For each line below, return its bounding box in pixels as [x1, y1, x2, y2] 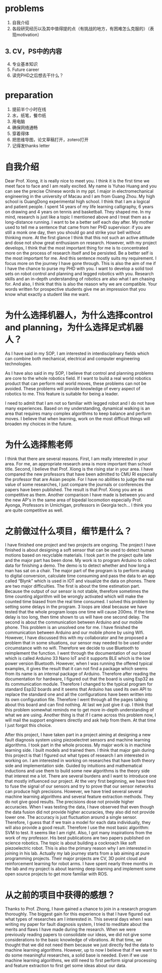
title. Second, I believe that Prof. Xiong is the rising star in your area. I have [5, 466, 153, 472]
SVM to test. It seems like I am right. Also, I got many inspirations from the [5, 830, 152, 836]
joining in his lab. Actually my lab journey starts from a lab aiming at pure [5, 850, 150, 857]
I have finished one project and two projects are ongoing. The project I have [5, 542, 156, 548]
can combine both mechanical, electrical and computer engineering [5, 355, 140, 362]
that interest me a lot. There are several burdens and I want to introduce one [5, 773, 157, 779]
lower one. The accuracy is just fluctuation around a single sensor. [5, 814, 137, 820]
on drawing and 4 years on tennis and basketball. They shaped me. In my [5, 209, 151, 214]
